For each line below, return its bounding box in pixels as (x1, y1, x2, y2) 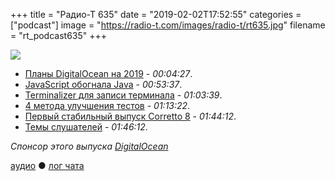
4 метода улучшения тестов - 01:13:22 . (24, 100, 191, 111)
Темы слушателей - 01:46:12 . (24, 121, 148, 133)
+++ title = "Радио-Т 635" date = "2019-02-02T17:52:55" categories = (10, 9, 302, 20)
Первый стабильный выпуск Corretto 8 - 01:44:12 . (24, 110, 237, 122)
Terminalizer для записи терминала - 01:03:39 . (24, 89, 223, 101)
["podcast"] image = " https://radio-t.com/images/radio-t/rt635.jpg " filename (10, 19, 326, 31)
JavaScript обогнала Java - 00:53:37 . (24, 79, 183, 90)
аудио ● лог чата (10, 160, 85, 171)
